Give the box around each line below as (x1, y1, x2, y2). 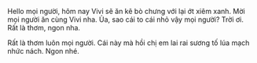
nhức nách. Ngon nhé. (7, 47, 80, 55)
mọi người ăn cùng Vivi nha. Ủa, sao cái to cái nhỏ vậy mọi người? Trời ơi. (7, 15, 244, 24)
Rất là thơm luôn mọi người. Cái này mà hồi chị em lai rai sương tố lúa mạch (7, 38, 250, 47)
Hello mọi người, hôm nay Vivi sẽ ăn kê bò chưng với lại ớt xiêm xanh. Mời (7, 7, 245, 16)
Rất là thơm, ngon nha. (7, 23, 80, 32)
